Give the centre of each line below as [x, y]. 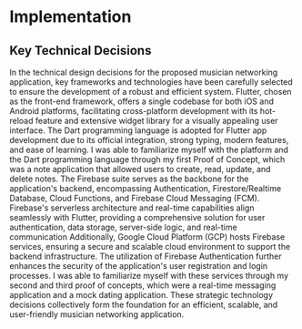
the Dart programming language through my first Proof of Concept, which [147, 159]
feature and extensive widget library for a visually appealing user [157, 121]
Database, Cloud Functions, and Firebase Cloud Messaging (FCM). [135, 198]
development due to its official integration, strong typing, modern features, [149, 140]
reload [21, 121]
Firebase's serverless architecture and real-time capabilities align [132, 208]
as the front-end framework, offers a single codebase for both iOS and [142, 101]
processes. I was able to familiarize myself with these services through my [149, 276]
